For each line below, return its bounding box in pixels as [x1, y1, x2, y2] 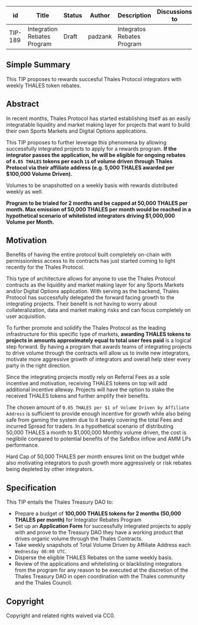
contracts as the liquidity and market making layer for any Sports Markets [6, 281, 184, 289]
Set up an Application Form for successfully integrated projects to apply [14, 523, 192, 530]
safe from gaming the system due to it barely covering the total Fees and [6, 417, 183, 424]
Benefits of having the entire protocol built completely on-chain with [6, 251, 172, 258]
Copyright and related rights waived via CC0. [6, 612, 115, 619]
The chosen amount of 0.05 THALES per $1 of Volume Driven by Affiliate [6, 404, 190, 411]
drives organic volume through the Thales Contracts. [14, 535, 143, 542]
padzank [88, 33, 112, 40]
